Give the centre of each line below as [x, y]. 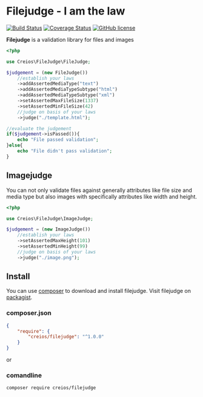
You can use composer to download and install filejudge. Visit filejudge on [98, 291]
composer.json [29, 313]
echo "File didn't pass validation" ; [65, 151]
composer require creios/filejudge [51, 388]
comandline [24, 375]
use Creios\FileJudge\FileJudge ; [48, 62]
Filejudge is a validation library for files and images [70, 39]
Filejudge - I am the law [66, 11]
